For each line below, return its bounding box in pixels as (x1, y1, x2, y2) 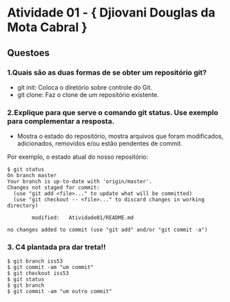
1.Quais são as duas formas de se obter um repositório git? (7, 68, 207, 77)
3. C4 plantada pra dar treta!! (7, 243, 106, 252)
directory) (7, 202, 39, 210)
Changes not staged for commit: (7, 184, 100, 191)
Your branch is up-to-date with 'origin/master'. (7, 178, 153, 185)
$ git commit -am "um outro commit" (7, 288, 112, 295)
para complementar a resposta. (7, 116, 115, 125)
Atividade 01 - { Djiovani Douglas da (7, 5, 216, 21)
